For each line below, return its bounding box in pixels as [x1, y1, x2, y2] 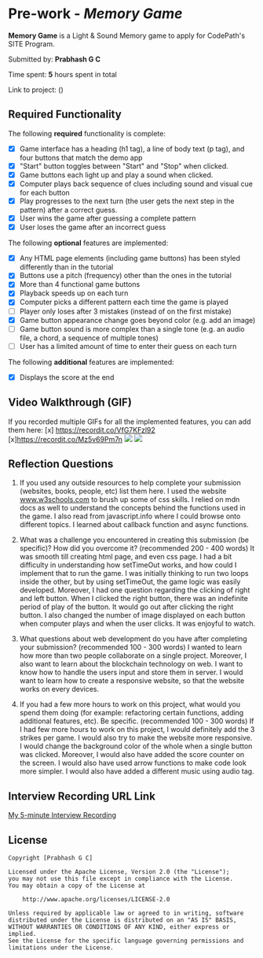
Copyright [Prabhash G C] [8, 854, 93, 863]
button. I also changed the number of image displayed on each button [19, 611, 246, 620]
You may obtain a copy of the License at [8, 882, 146, 890]
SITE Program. [8, 39, 55, 48]
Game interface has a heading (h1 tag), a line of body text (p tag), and [19, 143, 245, 154]
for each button [19, 188, 71, 197]
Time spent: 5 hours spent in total [8, 69, 118, 79]
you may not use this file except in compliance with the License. [8, 875, 234, 883]
